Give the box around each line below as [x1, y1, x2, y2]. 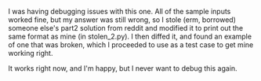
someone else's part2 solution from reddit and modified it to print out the [8, 24, 244, 32]
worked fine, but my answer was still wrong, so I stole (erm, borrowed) [8, 15, 237, 24]
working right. [8, 49, 53, 57]
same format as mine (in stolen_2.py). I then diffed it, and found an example [8, 31, 252, 41]
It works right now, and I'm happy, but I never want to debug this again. [8, 64, 237, 73]
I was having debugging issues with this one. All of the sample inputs [8, 7, 231, 16]
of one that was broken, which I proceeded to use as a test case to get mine [8, 40, 254, 50]
